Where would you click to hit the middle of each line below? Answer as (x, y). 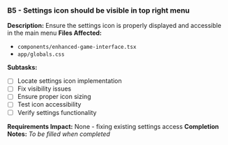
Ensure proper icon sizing (54, 97)
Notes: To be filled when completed (59, 134)
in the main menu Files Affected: (55, 33)
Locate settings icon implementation (69, 81)
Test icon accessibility (49, 105)
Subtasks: (22, 68)
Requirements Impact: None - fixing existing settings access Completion (113, 126)
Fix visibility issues (44, 89)
